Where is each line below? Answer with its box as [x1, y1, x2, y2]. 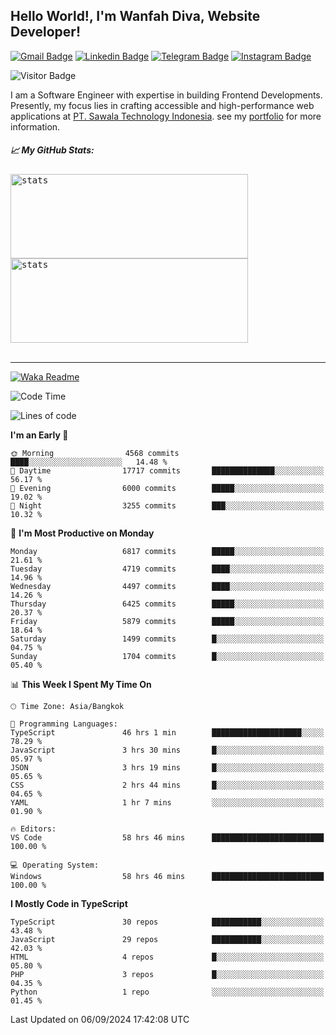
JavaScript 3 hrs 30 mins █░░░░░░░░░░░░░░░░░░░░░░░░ [10, 745, 325, 755]
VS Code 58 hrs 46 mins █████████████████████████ [10, 832, 325, 843]
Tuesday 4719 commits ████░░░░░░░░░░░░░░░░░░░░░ [10, 564, 325, 574]
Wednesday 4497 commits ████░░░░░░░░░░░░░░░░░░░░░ [10, 581, 325, 591]
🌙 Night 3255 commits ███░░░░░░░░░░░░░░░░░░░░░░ [10, 500, 325, 511]
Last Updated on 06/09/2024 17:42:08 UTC [10, 1013, 190, 1025]
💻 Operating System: [10, 860, 100, 870]
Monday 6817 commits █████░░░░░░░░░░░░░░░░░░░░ [10, 546, 325, 556]
